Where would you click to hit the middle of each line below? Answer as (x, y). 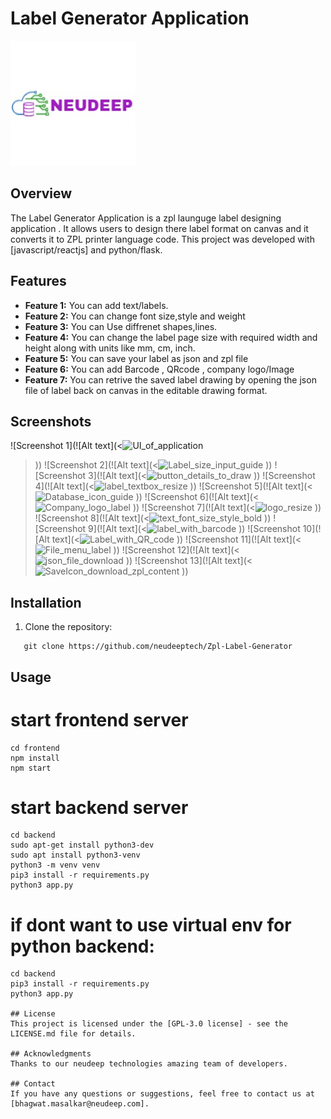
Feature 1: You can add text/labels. (96, 305)
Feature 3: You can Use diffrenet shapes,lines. (121, 326)
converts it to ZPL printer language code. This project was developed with (162, 239)
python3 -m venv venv (55, 865)
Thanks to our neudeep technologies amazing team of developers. (149, 1064)
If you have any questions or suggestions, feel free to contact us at (162, 1094)
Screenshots (51, 421)
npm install (35, 758)
